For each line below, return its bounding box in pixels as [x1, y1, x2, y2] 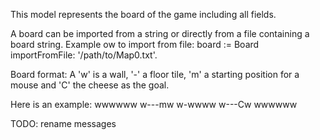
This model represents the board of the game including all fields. [10, 9, 277, 20]
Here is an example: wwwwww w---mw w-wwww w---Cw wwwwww [10, 99, 298, 110]
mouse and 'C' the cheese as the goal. [10, 79, 170, 91]
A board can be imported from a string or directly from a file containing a [10, 28, 310, 39]
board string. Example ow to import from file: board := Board [10, 39, 260, 50]
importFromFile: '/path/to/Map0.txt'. [10, 49, 158, 61]
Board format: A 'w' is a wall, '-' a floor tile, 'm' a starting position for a [10, 69, 300, 80]
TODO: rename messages [10, 118, 117, 129]
